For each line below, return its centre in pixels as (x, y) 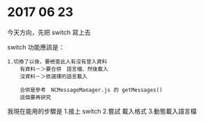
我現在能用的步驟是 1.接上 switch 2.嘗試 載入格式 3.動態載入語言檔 (102, 111)
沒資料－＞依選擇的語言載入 (54, 76)
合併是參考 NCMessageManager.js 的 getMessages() (91, 90)
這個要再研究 (35, 97)
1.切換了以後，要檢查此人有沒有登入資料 (57, 61)
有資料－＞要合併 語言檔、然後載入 (64, 69)
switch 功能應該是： (36, 47)
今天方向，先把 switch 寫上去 (49, 32)
